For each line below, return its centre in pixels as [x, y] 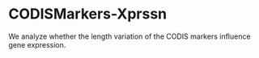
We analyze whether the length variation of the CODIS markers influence [129, 36]
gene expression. [37, 44]
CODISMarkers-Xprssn [88, 14]
